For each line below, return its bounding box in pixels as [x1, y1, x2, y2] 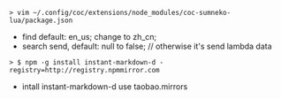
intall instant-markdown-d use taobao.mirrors [21, 81, 188, 92]
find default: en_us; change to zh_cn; [21, 32, 157, 42]
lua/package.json [9, 16, 73, 25]
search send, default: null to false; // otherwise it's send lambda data [21, 41, 272, 51]
